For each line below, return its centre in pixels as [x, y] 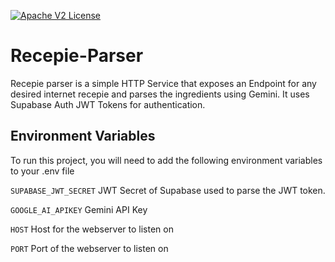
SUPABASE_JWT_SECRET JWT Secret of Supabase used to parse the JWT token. [168, 190]
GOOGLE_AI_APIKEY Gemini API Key [79, 209]
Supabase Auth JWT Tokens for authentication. [108, 104]
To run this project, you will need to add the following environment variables [166, 160]
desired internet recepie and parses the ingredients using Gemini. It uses [160, 94]
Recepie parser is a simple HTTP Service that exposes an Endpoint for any [163, 83]
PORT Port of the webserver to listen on [89, 248]
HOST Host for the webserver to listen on [92, 229]
